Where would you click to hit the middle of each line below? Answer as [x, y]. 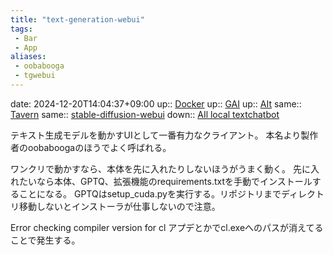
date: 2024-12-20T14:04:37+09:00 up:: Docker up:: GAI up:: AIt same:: [156, 103]
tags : [21, 29]
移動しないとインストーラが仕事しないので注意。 [119, 206]
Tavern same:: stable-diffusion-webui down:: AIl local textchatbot [145, 114]
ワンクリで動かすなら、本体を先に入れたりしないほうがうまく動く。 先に [160, 168]
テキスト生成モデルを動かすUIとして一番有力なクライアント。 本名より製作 [164, 135]
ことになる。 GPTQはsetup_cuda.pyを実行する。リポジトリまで [150, 193]
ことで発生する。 [45, 240]
